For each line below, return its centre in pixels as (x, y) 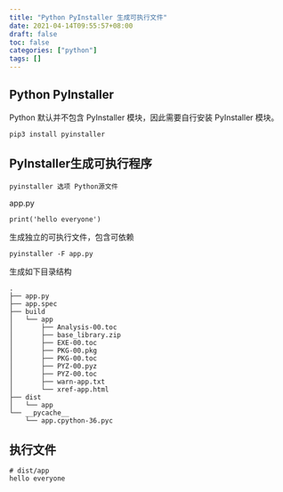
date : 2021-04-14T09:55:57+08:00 (71, 26)
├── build (28, 311)
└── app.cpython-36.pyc (69, 420)
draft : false (33, 34)
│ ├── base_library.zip (65, 335)
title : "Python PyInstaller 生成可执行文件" (88, 17)
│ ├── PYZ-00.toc (53, 374)
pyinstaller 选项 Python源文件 (64, 186)
